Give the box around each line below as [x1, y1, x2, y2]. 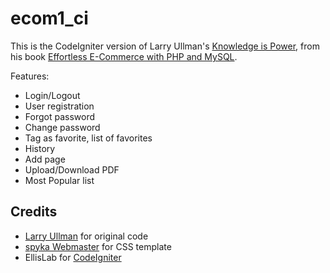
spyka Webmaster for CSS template [24, 240, 172, 252]
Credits [10, 203, 58, 221]
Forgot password [24, 110, 95, 122]
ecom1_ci [10, 7, 89, 30]
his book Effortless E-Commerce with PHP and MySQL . [10, 50, 238, 62]
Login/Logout [24, 89, 81, 101]
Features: [10, 70, 50, 82]
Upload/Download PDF [24, 163, 120, 176]
